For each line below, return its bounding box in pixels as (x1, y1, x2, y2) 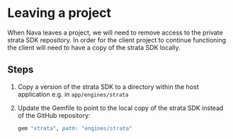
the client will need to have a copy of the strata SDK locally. (7, 43, 181, 52)
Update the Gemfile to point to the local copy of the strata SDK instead (17, 104, 224, 112)
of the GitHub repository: (17, 111, 91, 119)
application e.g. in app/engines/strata (17, 90, 129, 98)
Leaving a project (7, 5, 112, 21)
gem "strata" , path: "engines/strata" (17, 125, 132, 132)
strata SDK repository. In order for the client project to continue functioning (7, 35, 227, 44)
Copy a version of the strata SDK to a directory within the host (17, 83, 199, 91)
